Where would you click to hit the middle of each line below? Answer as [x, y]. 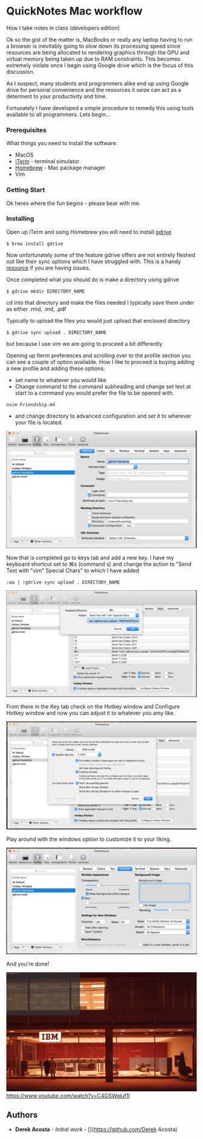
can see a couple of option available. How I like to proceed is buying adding [100, 362]
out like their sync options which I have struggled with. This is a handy [94, 261]
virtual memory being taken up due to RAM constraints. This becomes [93, 59]
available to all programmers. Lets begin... [58, 114]
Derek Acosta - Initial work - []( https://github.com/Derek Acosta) [96, 1129]
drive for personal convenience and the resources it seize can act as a [94, 89]
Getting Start [26, 190]
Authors [22, 1115]
